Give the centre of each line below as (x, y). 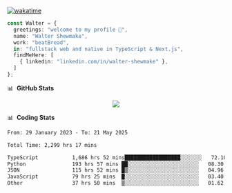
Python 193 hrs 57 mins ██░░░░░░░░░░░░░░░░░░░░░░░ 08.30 (116, 164)
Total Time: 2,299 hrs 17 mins (52, 145)
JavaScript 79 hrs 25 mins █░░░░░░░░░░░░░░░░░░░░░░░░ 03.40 (116, 177)
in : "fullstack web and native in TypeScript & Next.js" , (99, 49)
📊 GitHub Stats (31, 88)
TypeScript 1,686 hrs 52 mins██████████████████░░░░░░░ (105, 158)
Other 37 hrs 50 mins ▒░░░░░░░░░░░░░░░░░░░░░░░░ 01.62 (116, 183)
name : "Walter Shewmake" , (51, 36)
